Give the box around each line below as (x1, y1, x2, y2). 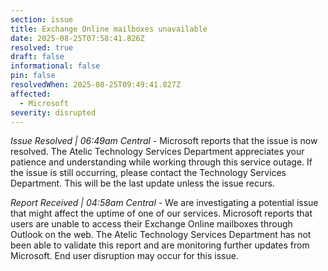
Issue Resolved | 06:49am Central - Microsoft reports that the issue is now (10, 135, 318, 147)
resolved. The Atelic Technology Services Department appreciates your (10, 146, 305, 158)
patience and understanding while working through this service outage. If (10, 156, 313, 168)
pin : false (10, 71, 56, 81)
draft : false (10, 52, 65, 62)
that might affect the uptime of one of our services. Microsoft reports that (10, 207, 313, 220)
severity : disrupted (10, 107, 97, 118)
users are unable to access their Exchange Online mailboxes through (10, 218, 293, 230)
